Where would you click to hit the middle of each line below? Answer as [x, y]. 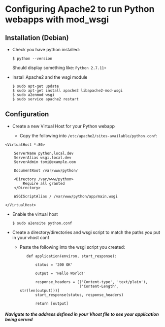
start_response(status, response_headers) [80, 295]
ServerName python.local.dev [44, 153]
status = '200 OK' [54, 264]
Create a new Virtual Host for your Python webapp [63, 126]
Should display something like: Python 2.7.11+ [59, 68]
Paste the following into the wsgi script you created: [72, 247]
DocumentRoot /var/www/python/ [46, 170]
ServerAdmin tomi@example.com [45, 162]
